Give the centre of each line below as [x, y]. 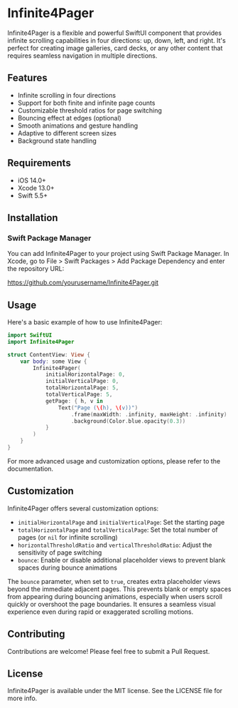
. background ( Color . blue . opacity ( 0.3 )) [128, 421]
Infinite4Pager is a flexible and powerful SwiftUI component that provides [115, 33]
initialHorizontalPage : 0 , [85, 375]
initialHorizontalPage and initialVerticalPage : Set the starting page [121, 522]
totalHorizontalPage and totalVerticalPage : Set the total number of [118, 530]
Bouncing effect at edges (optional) [70, 118]
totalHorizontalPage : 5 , [82, 388]
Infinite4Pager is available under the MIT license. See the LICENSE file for [115, 691]
